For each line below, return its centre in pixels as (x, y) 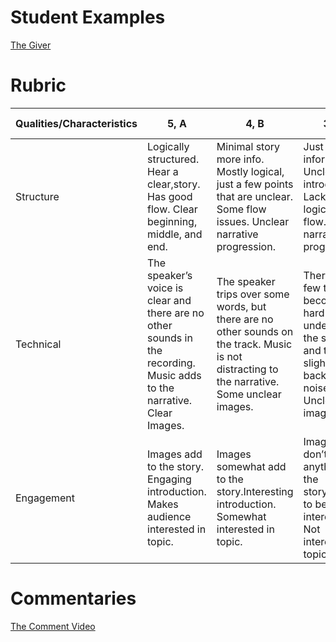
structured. (173, 159)
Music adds (174, 375)
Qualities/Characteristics (76, 123)
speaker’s (170, 275)
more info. (240, 159)
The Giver (31, 45)
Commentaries (73, 598)
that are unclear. (255, 196)
